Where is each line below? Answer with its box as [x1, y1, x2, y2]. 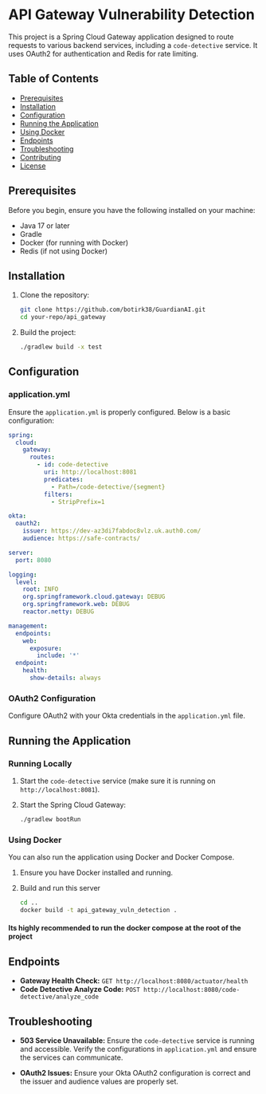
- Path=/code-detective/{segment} [50, 482, 166, 491]
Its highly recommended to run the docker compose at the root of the [8, 923, 241, 933]
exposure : [29, 644, 62, 652]
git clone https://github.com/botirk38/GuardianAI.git [19, 305, 206, 314]
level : [15, 578, 37, 586]
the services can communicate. [19, 1053, 123, 1062]
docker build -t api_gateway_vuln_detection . [19, 906, 178, 914]
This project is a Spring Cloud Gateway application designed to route [8, 32, 234, 41]
